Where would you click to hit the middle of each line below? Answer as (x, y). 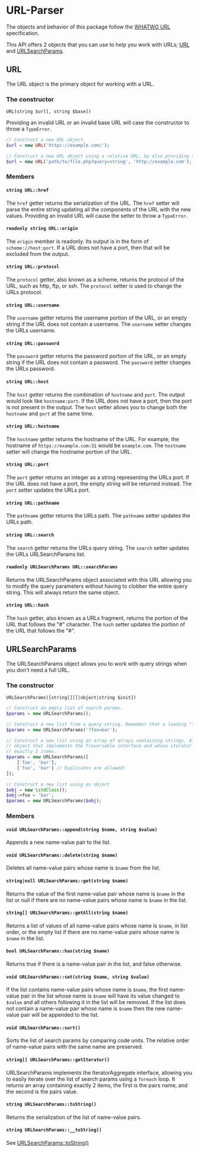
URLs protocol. (24, 292)
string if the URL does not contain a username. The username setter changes (99, 324)
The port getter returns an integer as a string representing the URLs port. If (98, 477)
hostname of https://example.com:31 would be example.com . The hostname (96, 445)
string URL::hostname (33, 426)
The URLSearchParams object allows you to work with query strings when (97, 663)
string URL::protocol (33, 267)
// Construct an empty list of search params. (65, 708)
